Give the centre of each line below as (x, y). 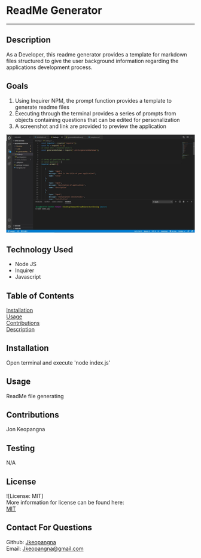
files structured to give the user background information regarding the (92, 61)
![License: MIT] (25, 496)
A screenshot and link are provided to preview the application (90, 126)
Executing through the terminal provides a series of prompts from (95, 113)
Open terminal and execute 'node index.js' (58, 362)
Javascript (28, 277)
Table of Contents (40, 296)
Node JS (26, 264)
